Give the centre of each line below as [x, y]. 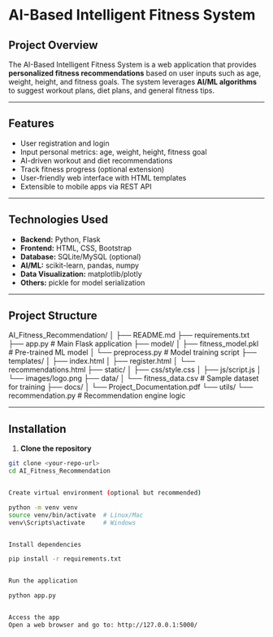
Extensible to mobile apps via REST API [86, 186]
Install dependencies [45, 544]
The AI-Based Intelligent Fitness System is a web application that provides [133, 64]
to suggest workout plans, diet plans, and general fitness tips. [112, 90]
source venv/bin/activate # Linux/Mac [76, 515]
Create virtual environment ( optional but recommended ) [105, 493]
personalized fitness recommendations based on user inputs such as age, [135, 73]
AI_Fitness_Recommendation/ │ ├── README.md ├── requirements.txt [129, 335]
